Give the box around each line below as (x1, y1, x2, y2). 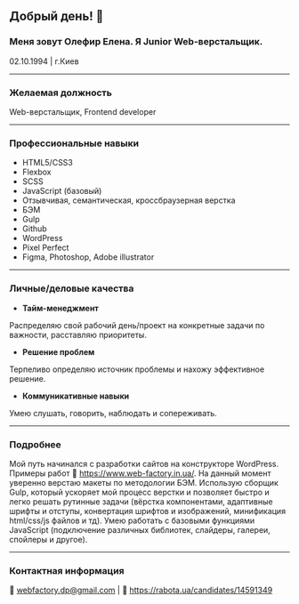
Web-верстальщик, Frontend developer (9, 106, 157, 117)
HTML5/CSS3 (21, 157, 73, 168)
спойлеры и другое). (9, 534, 88, 544)
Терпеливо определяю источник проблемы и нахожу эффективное (9, 364, 265, 374)
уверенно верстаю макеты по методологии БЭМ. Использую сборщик (9, 477, 279, 487)
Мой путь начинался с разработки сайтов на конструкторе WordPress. (9, 458, 279, 469)
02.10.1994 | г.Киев (9, 55, 79, 67)
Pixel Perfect (21, 242, 69, 254)
